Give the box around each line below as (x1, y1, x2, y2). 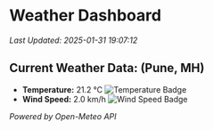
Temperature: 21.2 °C (21, 84, 103, 94)
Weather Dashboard (9, 5, 162, 26)
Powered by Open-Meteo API (9, 110, 118, 121)
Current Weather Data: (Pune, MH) (9, 61, 205, 76)
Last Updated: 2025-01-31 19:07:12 (9, 35, 138, 45)
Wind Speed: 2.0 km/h (21, 93, 107, 104)
